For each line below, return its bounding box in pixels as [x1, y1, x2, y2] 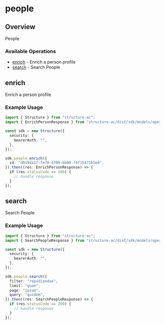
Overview [5, 23, 36, 31]
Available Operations [5, 48, 56, 55]
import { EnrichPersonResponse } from [5, 120, 84, 125]
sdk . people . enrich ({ [5, 156, 48, 161]
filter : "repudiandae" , [9, 279, 58, 284]
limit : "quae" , [9, 283, 41, 288]
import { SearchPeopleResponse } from [5, 238, 84, 243]
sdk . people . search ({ [5, 274, 48, 279]
